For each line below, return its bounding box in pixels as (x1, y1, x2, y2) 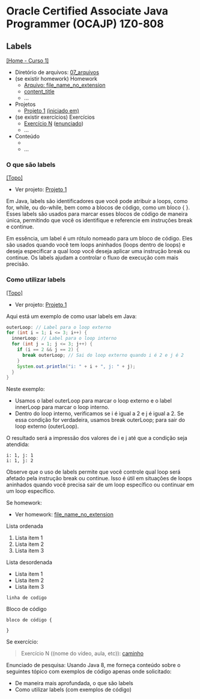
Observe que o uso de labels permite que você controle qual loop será (6, 468, 181, 475)
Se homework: (6, 499, 42, 507)
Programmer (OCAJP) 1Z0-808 (6, 17, 164, 31)
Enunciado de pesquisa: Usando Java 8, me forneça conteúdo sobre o (6, 662, 181, 669)
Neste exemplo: (6, 386, 45, 393)
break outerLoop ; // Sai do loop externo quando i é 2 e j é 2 (22, 352, 184, 358)
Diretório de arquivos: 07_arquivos (14, 69, 99, 76)
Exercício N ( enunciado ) (23, 120, 84, 127)
